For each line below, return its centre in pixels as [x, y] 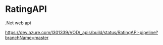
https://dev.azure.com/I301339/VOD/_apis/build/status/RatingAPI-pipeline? [82, 32]
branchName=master [27, 38]
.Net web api [18, 23]
